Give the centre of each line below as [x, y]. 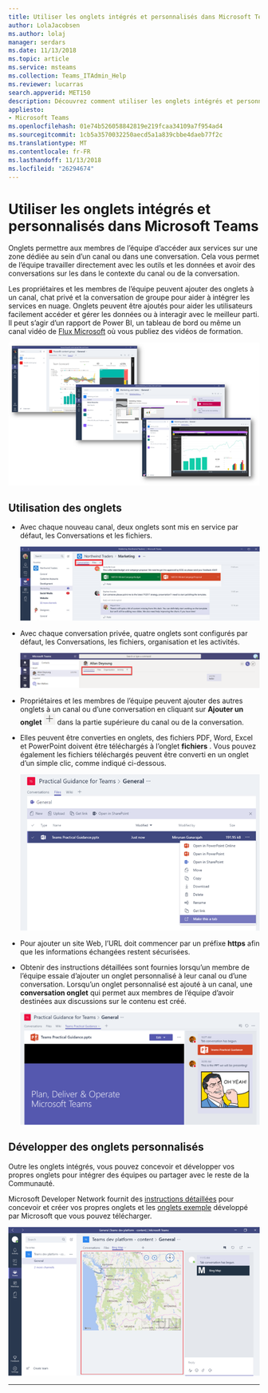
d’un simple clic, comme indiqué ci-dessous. [93, 764]
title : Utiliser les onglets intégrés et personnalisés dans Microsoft [130, 17]
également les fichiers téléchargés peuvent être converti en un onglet [134, 755]
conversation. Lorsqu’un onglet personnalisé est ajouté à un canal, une [136, 984]
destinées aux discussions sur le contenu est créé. [103, 1002]
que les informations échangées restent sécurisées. [105, 952]
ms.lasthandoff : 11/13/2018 [55, 160]
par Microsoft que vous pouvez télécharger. [80, 1216]
